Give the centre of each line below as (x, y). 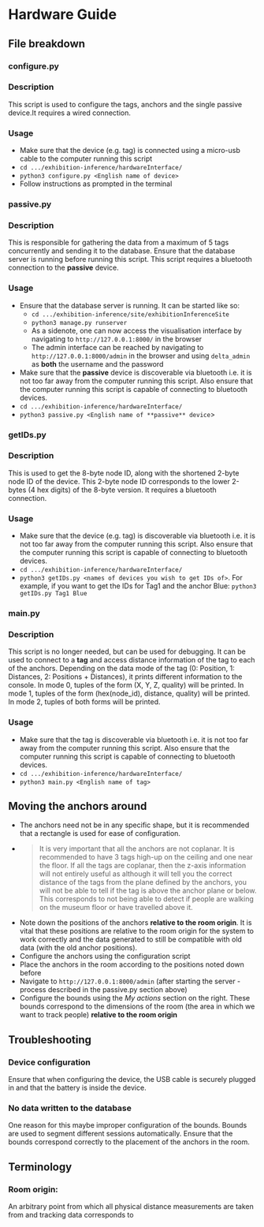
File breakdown (46, 44)
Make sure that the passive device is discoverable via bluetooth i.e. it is (136, 372)
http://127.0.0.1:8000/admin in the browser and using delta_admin (141, 356)
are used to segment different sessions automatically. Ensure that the (121, 1134)
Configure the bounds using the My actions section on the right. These (135, 998)
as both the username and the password (97, 364)
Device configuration (49, 1062)
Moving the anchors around (78, 806)
